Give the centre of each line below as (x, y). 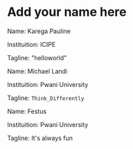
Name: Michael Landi (37, 71)
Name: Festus (27, 111)
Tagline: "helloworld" (37, 58)
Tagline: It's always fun (40, 138)
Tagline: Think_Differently (46, 98)
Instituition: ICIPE (32, 44)
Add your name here (67, 12)
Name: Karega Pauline (39, 31)
